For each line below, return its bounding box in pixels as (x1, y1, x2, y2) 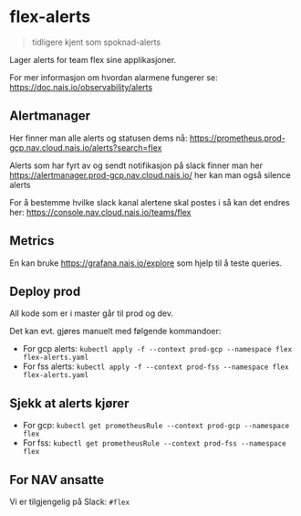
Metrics (9, 233, 55, 248)
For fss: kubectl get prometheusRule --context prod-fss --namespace (22, 437, 286, 448)
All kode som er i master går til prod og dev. (9, 308, 173, 319)
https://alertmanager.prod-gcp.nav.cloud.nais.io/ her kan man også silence (9, 169, 291, 180)
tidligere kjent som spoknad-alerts (31, 37, 161, 47)
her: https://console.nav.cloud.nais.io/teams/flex (9, 206, 192, 217)
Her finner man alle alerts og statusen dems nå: (9, 132, 188, 143)
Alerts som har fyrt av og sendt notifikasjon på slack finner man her (9, 160, 263, 171)
